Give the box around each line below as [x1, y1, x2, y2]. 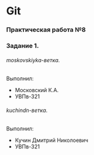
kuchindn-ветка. [6, 107, 48, 114]
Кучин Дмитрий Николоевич [14, 136, 89, 144]
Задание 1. [6, 42, 39, 50]
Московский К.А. [14, 87, 59, 94]
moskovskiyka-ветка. [6, 56, 60, 63]
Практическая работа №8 [6, 26, 86, 34]
